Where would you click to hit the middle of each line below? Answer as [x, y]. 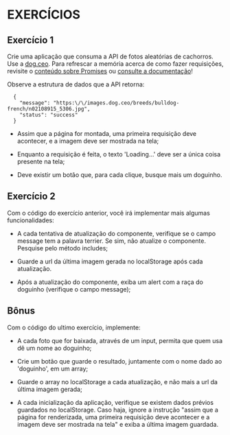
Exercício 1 [31, 40]
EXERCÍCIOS [44, 15]
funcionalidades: [31, 220]
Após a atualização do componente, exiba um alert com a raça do [110, 282]
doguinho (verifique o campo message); [74, 289]
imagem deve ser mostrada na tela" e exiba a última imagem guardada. [118, 424]
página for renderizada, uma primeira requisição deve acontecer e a [113, 417]
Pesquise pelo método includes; [62, 248]
